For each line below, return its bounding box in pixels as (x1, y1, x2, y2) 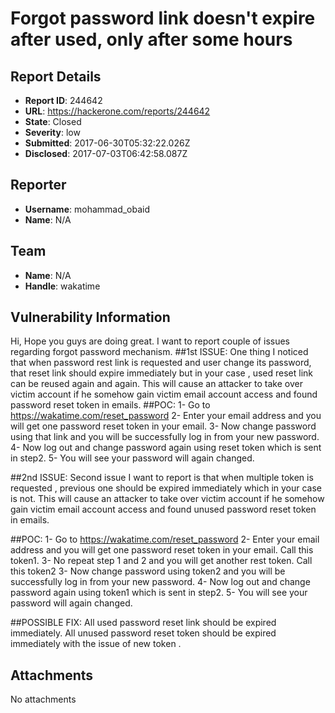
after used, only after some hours (10, 28, 293, 51)
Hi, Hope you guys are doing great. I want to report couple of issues (10, 335, 290, 347)
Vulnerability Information (10, 309, 171, 326)
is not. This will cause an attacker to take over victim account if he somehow (10, 493, 325, 505)
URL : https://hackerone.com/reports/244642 (24, 105, 211, 117)
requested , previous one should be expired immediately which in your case (10, 482, 323, 494)
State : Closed (24, 116, 82, 127)
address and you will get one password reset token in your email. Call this (10, 544, 314, 556)
